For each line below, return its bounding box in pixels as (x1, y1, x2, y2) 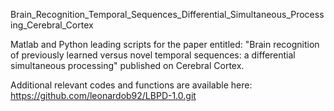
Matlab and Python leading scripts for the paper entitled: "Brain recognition (10, 39, 320, 50)
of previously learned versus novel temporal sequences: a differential (10, 49, 296, 61)
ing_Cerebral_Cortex (10, 19, 94, 31)
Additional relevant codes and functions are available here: (10, 79, 253, 91)
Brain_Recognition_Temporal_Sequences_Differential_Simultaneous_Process (10, 9, 325, 20)
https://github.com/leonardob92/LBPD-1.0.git (10, 90, 197, 101)
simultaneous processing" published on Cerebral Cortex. (10, 60, 245, 71)
